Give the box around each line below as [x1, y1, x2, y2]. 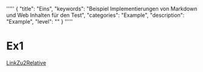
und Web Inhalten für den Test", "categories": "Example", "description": [6, 11, 185, 19]
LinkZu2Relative [6, 59, 47, 66]
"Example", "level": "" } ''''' [6, 18, 73, 25]
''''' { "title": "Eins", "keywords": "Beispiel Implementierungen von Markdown [6, 5, 198, 12]
